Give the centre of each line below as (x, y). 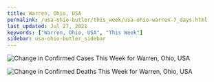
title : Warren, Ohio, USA (44, 13)
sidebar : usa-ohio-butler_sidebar (57, 39)
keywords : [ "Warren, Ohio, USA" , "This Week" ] (75, 32)
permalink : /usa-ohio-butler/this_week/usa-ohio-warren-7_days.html (107, 20)
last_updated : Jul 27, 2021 (47, 26)
